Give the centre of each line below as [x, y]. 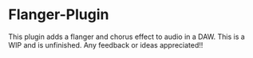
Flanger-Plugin [59, 15]
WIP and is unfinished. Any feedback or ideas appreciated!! [106, 44]
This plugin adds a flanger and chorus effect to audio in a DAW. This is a [126, 37]
